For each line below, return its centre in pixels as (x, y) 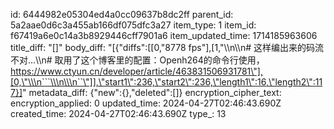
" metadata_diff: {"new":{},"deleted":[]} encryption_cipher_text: (152, 92)
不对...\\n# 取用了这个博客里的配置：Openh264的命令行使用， (137, 60)
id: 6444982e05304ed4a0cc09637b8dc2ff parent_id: (122, 14)
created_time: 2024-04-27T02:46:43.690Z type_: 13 (118, 113)
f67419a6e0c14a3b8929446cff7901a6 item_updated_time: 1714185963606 (164, 35)
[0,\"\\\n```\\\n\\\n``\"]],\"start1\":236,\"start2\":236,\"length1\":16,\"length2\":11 (166, 82)
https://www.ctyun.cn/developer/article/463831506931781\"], (136, 71)
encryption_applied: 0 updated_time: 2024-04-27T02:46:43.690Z (146, 103)
